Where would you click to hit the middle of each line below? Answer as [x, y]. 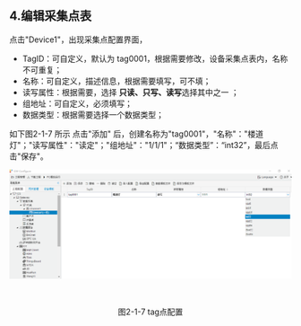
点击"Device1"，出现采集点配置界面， [78, 40]
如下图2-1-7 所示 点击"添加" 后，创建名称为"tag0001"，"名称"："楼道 [137, 134]
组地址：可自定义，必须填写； [77, 103]
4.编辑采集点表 [51, 16]
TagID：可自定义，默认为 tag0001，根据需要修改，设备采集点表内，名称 [155, 58]
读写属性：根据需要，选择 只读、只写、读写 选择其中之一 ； [130, 92]
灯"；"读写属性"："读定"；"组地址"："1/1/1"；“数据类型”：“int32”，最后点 [144, 145]
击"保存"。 [29, 156]
